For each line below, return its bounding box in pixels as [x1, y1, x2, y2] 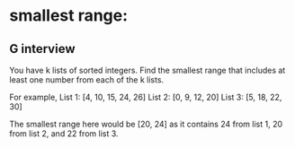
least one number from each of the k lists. [9, 74, 165, 85]
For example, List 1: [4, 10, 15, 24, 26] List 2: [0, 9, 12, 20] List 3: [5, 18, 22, [9, 91, 282, 102]
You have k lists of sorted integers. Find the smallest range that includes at [9, 65, 286, 75]
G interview [9, 41, 76, 57]
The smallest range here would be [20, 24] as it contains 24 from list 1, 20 [9, 118, 283, 129]
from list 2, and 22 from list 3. [9, 128, 119, 139]
